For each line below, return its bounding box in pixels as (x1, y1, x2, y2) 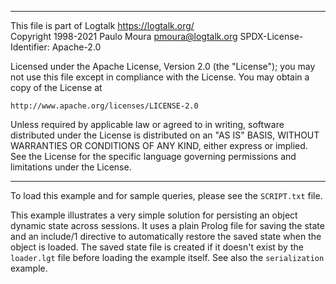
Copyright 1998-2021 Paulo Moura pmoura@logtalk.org (10, 31, 238, 42)
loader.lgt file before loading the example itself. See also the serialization (10, 252, 325, 263)
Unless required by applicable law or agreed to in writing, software (10, 119, 285, 130)
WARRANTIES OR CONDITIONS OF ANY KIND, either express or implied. (10, 140, 308, 151)
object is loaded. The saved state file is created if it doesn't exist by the (10, 241, 304, 253)
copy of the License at (10, 82, 103, 93)
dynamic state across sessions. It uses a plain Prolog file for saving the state (10, 220, 325, 231)
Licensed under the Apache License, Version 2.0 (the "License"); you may (10, 61, 316, 72)
